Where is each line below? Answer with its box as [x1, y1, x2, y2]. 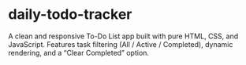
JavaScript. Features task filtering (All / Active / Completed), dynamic [8, 39, 233, 49]
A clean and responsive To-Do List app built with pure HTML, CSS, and [8, 31, 239, 41]
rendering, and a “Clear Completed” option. [8, 48, 150, 57]
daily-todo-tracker [8, 5, 132, 23]
